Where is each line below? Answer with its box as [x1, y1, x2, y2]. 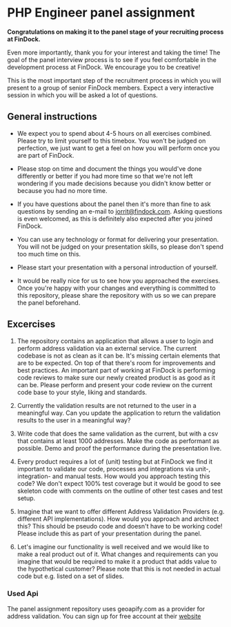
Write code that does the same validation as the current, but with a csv [17, 429, 219, 438]
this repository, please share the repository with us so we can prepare [17, 291, 217, 299]
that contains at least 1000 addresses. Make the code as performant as [17, 436, 219, 445]
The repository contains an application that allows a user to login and [17, 336, 214, 345]
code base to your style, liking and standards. [17, 388, 147, 396]
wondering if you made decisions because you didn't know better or [17, 179, 212, 187]
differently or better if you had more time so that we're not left [17, 172, 193, 180]
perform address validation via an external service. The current [17, 344, 197, 352]
